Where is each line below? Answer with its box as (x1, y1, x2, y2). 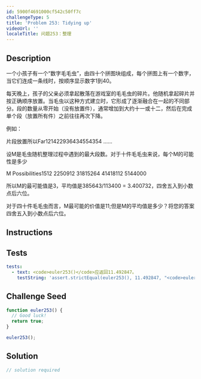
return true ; (11, 318, 44, 325)
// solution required (6, 367, 60, 373)
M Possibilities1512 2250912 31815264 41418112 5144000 (6, 170, 147, 177)
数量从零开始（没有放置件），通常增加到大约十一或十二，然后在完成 (26, 105, 193, 112)
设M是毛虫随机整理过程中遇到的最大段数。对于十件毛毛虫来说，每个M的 (6, 150, 184, 157)
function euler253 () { (6, 307, 63, 313)
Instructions (6, 228, 53, 238)
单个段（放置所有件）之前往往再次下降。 (6, 112, 106, 120)
